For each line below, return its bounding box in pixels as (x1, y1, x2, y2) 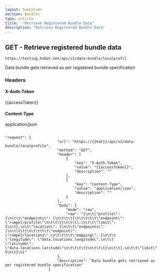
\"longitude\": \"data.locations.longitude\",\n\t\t (5, 237, 114, 242)
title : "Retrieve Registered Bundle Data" (5, 20, 95, 26)
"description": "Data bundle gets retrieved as (57, 259, 155, 263)
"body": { (57, 203, 77, 208)
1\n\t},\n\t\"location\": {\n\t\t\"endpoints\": (5, 224, 105, 229)
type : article (5, 16, 34, 21)
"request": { (5, 135, 32, 140)
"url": (57, 139, 70, 144)
